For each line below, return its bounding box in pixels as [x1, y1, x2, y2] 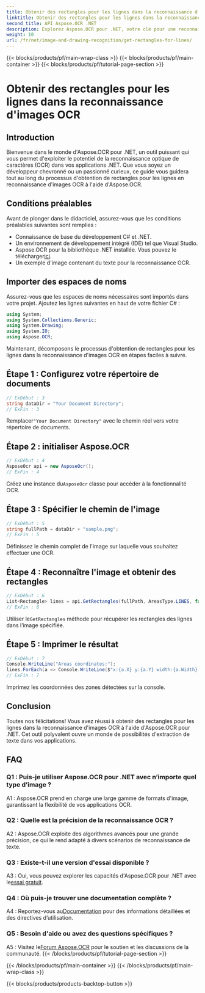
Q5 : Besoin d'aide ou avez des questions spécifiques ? [6, 929, 173, 938]
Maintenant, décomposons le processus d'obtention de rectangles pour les [6, 345, 195, 352]
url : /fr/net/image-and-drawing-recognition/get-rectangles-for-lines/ [6, 37, 192, 43]
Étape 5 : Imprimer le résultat [6, 639, 119, 650]
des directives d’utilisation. [6, 914, 73, 922]
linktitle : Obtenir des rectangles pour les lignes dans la [6, 15, 163, 21]
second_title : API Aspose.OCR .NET [6, 20, 97, 26]
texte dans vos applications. [6, 737, 77, 744]
